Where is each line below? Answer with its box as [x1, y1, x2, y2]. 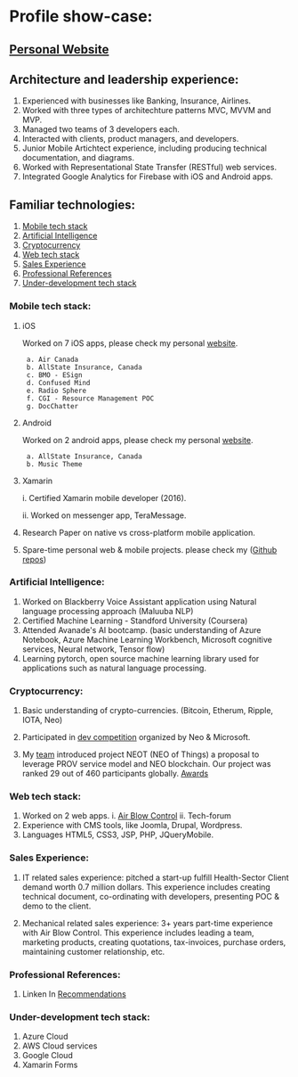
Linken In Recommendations [21, 988, 126, 999]
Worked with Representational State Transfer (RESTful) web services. [21, 162, 278, 173]
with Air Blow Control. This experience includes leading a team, [21, 927, 255, 938]
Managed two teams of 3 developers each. [21, 124, 181, 135]
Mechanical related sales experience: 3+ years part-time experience [21, 917, 273, 928]
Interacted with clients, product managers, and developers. [21, 134, 239, 144]
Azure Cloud [21, 1032, 68, 1042]
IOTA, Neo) [21, 715, 63, 726]
